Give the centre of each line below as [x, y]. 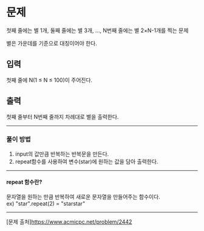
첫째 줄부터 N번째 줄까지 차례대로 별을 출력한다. [63, 116]
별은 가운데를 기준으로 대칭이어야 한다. [52, 43]
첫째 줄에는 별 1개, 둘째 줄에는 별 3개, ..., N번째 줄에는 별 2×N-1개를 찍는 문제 [97, 30]
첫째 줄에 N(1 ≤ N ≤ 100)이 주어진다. [49, 80]
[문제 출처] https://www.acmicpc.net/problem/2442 [69, 222]
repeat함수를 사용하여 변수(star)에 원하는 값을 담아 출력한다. [87, 161]
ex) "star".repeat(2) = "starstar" [46, 204]
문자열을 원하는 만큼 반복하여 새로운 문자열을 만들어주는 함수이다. [83, 197]
